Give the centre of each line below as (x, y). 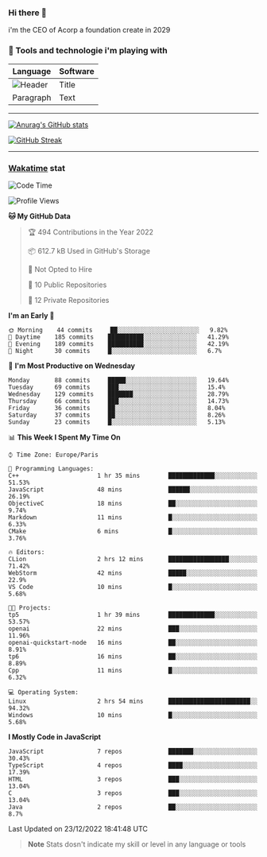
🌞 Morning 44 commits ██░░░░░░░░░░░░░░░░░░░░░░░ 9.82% (118, 330)
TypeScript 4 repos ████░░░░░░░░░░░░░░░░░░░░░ (133, 765)
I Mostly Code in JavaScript (55, 737)
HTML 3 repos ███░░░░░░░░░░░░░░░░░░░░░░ (133, 779)
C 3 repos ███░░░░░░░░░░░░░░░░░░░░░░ (133, 793)
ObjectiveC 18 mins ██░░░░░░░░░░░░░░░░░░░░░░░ (133, 503)
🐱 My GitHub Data (40, 216)
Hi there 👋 (28, 13)
